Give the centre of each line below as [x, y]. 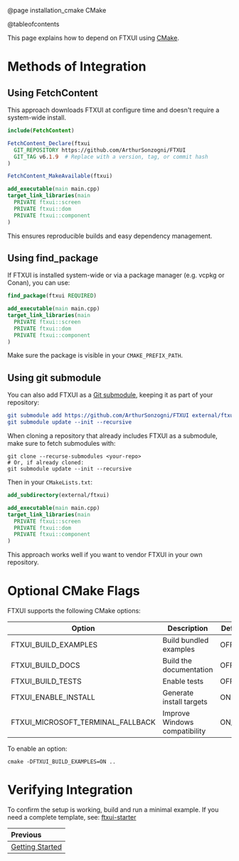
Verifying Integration [70, 790]
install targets [185, 702]
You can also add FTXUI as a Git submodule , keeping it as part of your [110, 395]
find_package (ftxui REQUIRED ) [52, 296]
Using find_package [53, 258]
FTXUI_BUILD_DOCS [46, 665]
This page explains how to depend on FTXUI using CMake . [94, 38]
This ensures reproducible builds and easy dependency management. [110, 236]
